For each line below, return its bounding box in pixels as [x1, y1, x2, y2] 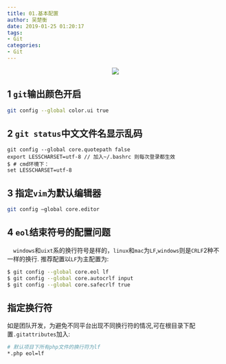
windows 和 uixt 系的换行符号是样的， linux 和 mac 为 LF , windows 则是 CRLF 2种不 [13, 246, 220, 254]
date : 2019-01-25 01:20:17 [7, 23, 84, 30]
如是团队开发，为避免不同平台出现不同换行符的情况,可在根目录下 [7, 321, 190, 330]
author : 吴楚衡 [7, 16, 47, 23]
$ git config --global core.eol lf [7, 269, 109, 275]
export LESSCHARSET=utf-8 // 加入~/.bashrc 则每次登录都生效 [7, 154, 175, 161]
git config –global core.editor [7, 206, 100, 213]
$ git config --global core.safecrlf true [7, 281, 131, 288]
